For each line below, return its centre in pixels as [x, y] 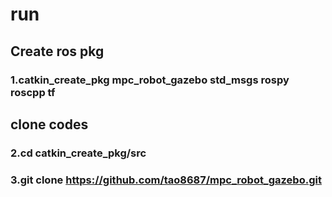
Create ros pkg [57, 51]
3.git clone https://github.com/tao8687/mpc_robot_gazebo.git [166, 180]
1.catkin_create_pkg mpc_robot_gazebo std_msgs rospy [150, 80]
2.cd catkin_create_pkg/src [78, 153]
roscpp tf [33, 92]
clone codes [49, 124]
